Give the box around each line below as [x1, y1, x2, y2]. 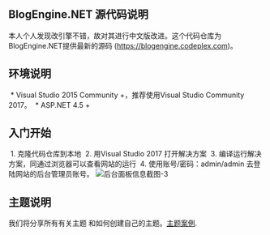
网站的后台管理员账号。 [15, 169, 94, 179]
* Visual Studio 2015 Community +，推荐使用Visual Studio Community [10, 90, 245, 100]
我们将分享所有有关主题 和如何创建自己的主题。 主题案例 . [8, 218, 197, 229]
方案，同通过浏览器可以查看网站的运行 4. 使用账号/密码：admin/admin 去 [8, 159, 254, 169]
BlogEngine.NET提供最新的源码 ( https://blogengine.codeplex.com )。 [8, 41, 238, 50]
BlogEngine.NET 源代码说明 [8, 7, 148, 22]
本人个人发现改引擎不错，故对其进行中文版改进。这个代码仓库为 [8, 31, 221, 41]
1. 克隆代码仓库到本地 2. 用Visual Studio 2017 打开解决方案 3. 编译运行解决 [10, 149, 262, 159]
